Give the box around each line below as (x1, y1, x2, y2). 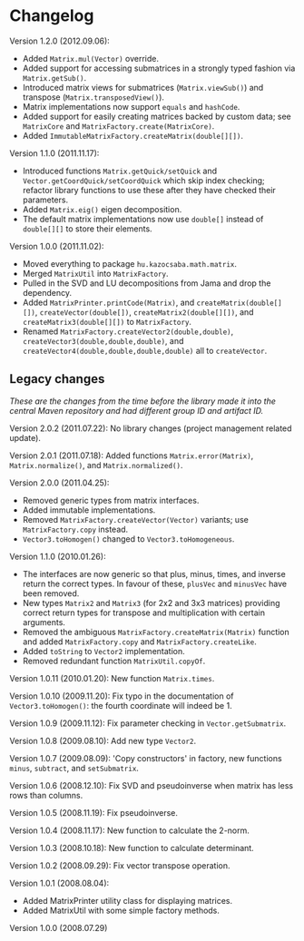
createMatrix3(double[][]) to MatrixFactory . (22, 316, 192, 327)
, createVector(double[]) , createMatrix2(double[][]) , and (34, 306, 254, 318)
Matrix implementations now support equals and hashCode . (22, 101, 240, 112)
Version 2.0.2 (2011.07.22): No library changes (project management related (9, 423, 292, 434)
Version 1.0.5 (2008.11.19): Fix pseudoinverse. (9, 807, 179, 818)
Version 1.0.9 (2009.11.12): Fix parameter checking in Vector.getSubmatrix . (9, 718, 287, 729)
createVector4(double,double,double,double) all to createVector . (22, 345, 268, 356)
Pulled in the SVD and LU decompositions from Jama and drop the (22, 278, 271, 289)
